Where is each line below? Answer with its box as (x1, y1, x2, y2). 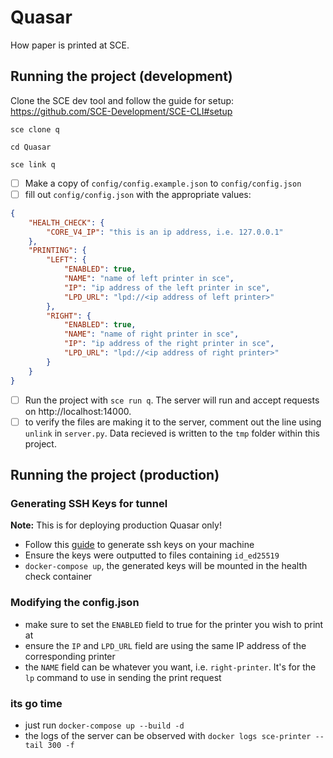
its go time (10, 696, 63, 710)
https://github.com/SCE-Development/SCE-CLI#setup (10, 105, 233, 117)
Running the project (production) (10, 467, 220, 484)
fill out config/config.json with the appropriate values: (24, 188, 252, 200)
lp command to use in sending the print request (24, 671, 222, 683)
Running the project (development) (10, 68, 233, 85)
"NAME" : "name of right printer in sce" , (63, 329, 240, 340)
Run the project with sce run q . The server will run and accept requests (24, 394, 320, 406)
